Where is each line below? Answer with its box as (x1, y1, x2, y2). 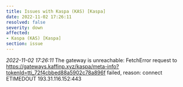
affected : (6, 30, 30, 36)
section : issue (6, 41, 43, 47)
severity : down (6, 24, 43, 31)
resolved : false (6, 19, 46, 25)
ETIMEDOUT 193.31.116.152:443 (6, 75, 82, 82)
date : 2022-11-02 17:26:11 (6, 14, 72, 20)
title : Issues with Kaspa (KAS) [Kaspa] (6, 8, 106, 14)
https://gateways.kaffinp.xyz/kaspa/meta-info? (6, 63, 119, 70)
